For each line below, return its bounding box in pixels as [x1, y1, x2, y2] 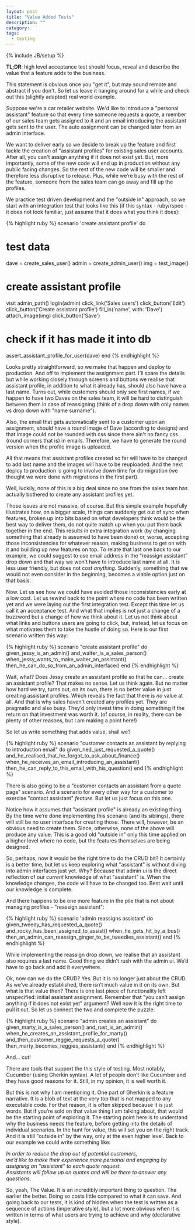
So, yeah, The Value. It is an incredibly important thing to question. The [6, 1186, 177, 1193]
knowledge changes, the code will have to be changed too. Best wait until [6, 879, 183, 886]
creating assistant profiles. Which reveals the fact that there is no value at [6, 692, 183, 699]
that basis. [6, 577, 32, 584]
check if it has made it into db [6, 332, 152, 346]
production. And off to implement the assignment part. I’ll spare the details [6, 369, 185, 376]
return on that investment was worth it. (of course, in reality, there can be [6, 711, 182, 718]
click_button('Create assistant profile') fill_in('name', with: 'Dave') [6, 305, 163, 312]
